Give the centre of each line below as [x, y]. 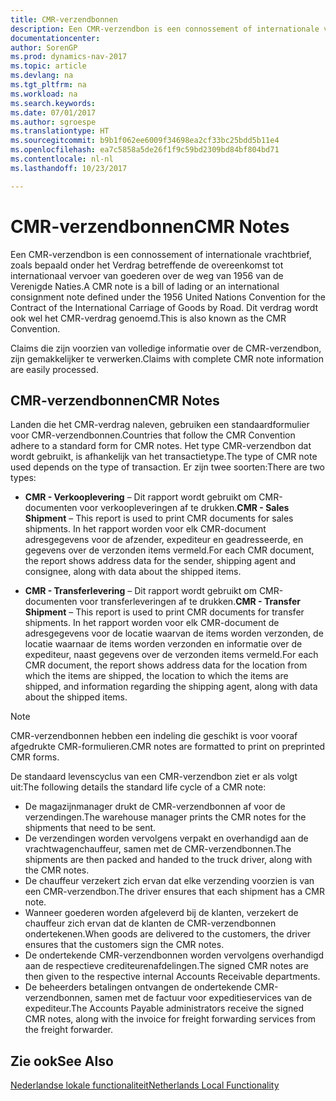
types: [23, 478]
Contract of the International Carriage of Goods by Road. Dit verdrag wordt [164, 307]
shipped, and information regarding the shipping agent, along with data [171, 687]
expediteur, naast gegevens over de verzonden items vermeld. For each [171, 655]
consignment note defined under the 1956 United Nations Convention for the [168, 297]
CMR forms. [35, 757]
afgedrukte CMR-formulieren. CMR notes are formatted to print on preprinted [168, 747]
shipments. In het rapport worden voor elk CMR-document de [152, 623]
